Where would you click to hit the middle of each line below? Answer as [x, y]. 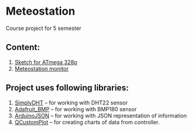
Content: [23, 47]
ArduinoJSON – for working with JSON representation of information [101, 116]
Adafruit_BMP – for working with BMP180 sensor [75, 109]
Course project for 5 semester [44, 28]
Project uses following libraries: [67, 88]
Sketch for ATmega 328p [46, 62]
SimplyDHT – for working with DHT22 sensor [71, 103]
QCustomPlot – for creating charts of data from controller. [87, 122]
